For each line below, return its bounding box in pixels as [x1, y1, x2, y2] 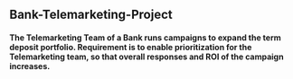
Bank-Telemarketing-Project [9, 7, 174, 22]
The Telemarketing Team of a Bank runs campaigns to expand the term [9, 31, 282, 43]
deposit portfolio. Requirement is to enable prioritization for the [9, 41, 252, 52]
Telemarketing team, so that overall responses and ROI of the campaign [9, 51, 284, 62]
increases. [9, 60, 51, 71]
